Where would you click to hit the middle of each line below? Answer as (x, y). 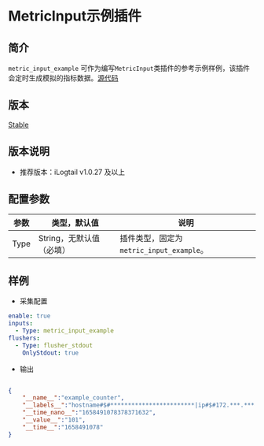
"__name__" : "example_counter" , (73, 398)
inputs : (21, 324)
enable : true (29, 316)
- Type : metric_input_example (64, 331)
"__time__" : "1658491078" (63, 427)
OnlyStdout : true (51, 353)
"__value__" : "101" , (54, 420)
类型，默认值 (75, 223)
